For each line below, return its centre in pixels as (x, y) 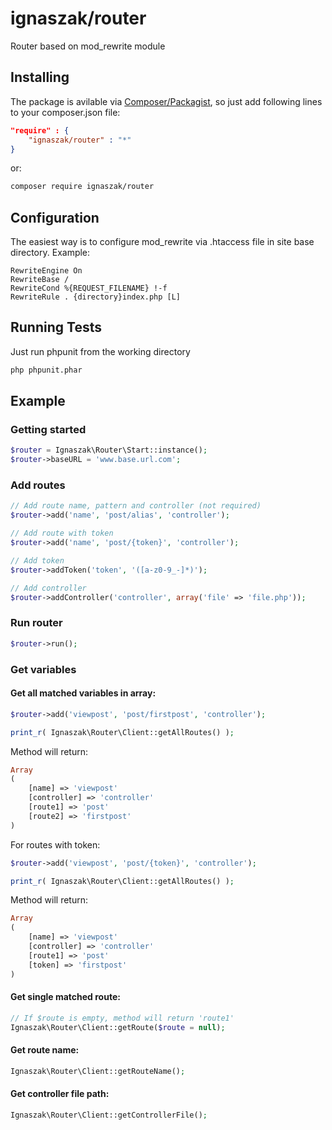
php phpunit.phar (46, 370)
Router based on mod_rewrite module (88, 46)
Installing (40, 77)
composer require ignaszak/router (82, 187)
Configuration (55, 217)
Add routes (38, 485)
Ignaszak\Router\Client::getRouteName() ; (98, 1071)
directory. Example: (50, 253)
